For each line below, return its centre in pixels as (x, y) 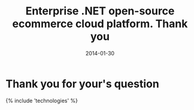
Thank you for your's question (82, 84)
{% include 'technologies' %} (42, 100)
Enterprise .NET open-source (100, 11)
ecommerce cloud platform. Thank (100, 24)
